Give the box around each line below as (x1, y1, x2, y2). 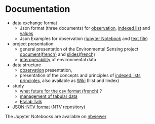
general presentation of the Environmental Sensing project (19, 46, 139, 52)
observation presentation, (19, 67, 73, 73)
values (19, 30, 34, 36)
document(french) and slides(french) (19, 51, 95, 57)
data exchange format (12, 20, 58, 26)
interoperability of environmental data (19, 56, 96, 62)
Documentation (5, 3, 71, 15)
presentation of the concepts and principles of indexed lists (19, 72, 141, 78)
